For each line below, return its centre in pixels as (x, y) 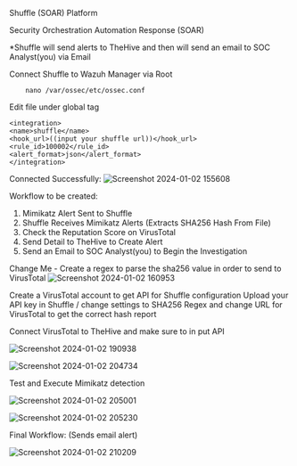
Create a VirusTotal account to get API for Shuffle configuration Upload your (149, 295)
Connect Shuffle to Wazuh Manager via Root (91, 74)
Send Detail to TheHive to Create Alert (92, 241)
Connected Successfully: (55, 179)
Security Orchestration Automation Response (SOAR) (107, 30)
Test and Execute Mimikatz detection (77, 383)
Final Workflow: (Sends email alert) (74, 435)
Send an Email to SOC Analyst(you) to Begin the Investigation (135, 251)
